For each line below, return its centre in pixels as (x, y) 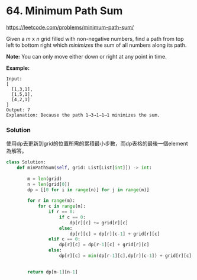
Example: (18, 68)
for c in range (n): (62, 206)
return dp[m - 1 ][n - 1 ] (53, 272)
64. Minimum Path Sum (64, 11)
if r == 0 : (62, 212)
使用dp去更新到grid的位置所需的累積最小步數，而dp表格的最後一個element (97, 144)
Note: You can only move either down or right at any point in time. (86, 56)
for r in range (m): (51, 201)
